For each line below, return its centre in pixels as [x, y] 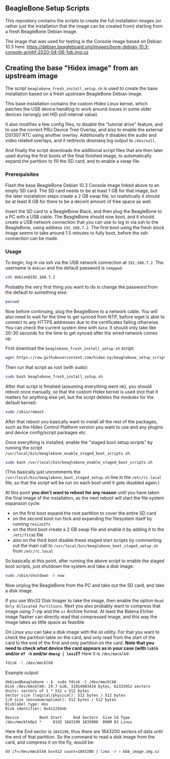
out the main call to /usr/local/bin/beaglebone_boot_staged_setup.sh [85, 545]
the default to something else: [36, 292]
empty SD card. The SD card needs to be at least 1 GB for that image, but [81, 191]
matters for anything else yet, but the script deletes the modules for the [80, 397]
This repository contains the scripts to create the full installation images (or [83, 20]
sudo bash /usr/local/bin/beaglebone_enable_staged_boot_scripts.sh [79, 462]
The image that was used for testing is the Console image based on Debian [83, 41]
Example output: [22, 673]
